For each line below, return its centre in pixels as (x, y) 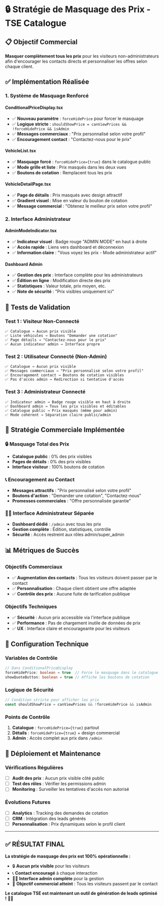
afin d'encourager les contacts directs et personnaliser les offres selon (76, 61)
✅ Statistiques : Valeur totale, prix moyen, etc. (59, 286)
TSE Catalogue (36, 23)
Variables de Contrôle (31, 658)
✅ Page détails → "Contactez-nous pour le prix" (56, 340)
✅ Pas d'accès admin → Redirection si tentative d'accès (65, 380)
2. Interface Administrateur (38, 219)
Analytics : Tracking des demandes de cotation (60, 813)
